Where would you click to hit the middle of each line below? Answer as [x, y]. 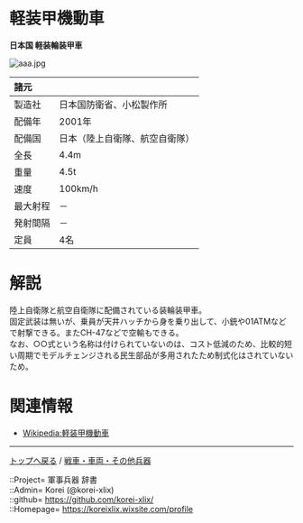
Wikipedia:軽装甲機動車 [66, 433]
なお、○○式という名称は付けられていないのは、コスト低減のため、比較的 [147, 344]
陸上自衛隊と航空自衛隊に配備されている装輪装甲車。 [108, 310]
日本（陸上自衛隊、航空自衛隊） [127, 138]
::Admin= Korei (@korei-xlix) [62, 490]
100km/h [79, 188]
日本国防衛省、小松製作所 [114, 105]
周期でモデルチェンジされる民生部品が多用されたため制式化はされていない [155, 355]
